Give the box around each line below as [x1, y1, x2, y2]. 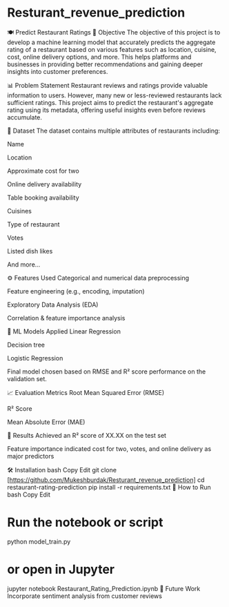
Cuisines [7, 206, 32, 215]
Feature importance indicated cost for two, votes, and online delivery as [7, 444, 212, 453]
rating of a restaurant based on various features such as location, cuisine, [7, 45, 217, 53]
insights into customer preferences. [7, 67, 108, 75]
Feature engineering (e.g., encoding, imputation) [7, 287, 145, 295]
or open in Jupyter [7, 561, 115, 577]
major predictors [7, 452, 54, 460]
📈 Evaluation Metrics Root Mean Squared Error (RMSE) [7, 388, 165, 396]
